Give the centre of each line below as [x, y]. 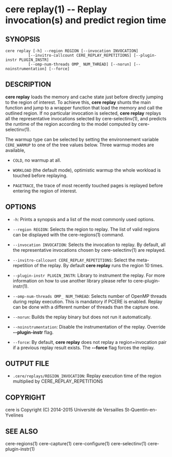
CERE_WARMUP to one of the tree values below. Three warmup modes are [80, 145]
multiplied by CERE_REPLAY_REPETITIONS [58, 381]
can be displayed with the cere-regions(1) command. [68, 234]
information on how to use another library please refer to [72, 280]
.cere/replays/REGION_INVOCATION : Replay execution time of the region [87, 376]
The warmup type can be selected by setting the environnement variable [82, 139]
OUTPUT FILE [27, 364]
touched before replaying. [40, 176]
